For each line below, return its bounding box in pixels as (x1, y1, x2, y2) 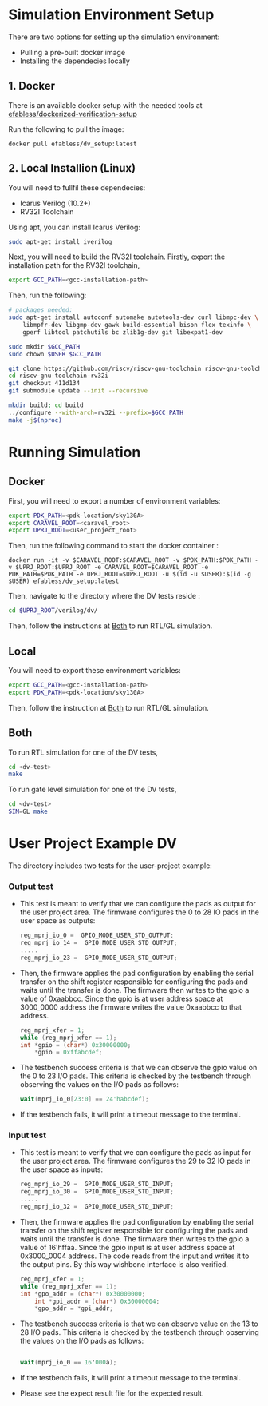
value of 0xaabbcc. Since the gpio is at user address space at (19, 994, 223, 1003)
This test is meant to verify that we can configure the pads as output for (19, 899, 257, 909)
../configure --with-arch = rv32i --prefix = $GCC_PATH (8, 408, 183, 416)
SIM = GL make (8, 807, 48, 816)
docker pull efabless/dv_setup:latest (8, 140, 137, 148)
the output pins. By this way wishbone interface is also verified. (19, 1259, 229, 1269)
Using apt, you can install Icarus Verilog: (8, 222, 141, 232)
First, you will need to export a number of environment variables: (8, 496, 221, 505)
